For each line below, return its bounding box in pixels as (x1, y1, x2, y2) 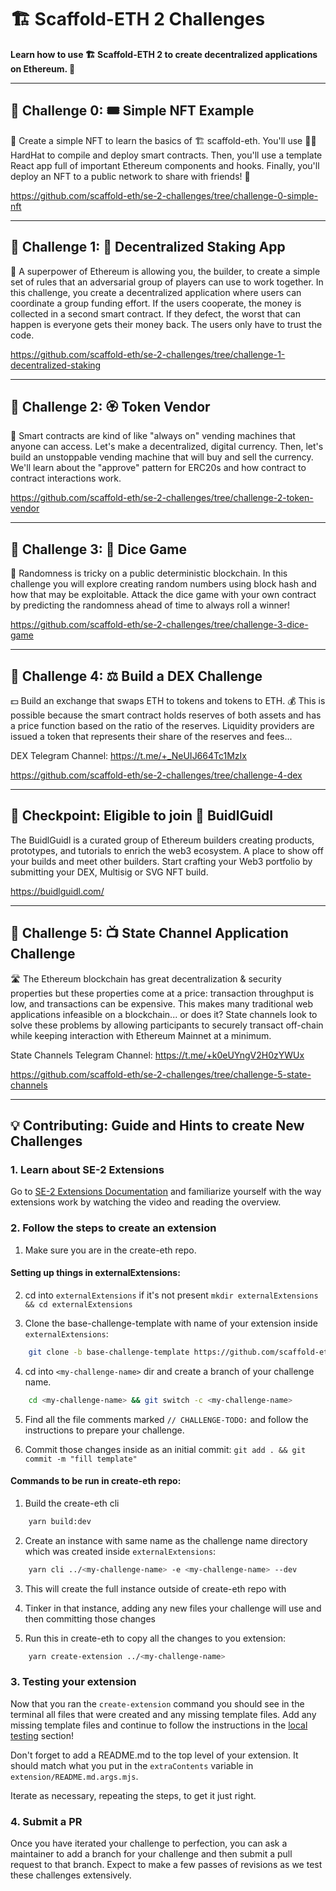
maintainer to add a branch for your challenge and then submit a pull (10, 1847, 293, 1860)
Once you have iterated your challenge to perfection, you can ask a (10, 1837, 288, 1849)
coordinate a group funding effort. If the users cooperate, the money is (10, 297, 302, 309)
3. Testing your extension (10, 1675, 137, 1689)
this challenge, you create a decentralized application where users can (10, 286, 302, 298)
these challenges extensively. (10, 1869, 132, 1881)
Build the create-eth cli (24, 1497, 120, 1509)
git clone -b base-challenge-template (28, 1347, 190, 1357)
